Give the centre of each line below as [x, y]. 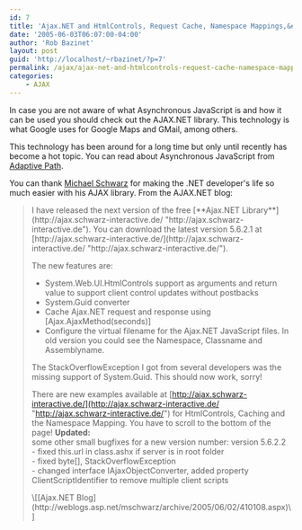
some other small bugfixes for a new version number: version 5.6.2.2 [158, 442]
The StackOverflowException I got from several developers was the [156, 367]
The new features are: [72, 265]
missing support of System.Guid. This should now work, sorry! [147, 376]
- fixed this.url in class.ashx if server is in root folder [128, 451]
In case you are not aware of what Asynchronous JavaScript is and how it [146, 110]
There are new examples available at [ [102, 394]
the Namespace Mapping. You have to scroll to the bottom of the [151, 422]
